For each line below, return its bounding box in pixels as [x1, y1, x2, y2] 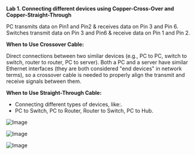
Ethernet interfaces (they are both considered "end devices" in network [6, 65, 182, 72]
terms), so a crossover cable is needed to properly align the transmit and [6, 72, 185, 78]
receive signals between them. [6, 77, 82, 85]
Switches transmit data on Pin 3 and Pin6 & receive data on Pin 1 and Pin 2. [6, 29, 190, 36]
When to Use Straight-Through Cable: [6, 89, 102, 96]
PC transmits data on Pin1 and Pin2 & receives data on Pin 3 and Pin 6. [6, 23, 179, 30]
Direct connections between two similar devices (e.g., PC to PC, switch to [6, 52, 187, 59]
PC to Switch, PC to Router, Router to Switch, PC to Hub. [14, 107, 154, 114]
